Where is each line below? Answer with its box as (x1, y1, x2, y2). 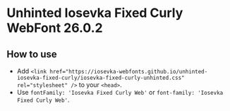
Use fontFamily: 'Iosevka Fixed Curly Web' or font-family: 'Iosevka (16, 88, 224, 96)
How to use (6, 48, 57, 60)
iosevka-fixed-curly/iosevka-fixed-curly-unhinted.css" (16, 74, 185, 81)
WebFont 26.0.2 (6, 20, 103, 36)
